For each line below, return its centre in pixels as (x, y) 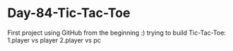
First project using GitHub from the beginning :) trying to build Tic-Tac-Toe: (117, 33)
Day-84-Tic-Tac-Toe (69, 13)
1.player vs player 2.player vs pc (54, 40)
